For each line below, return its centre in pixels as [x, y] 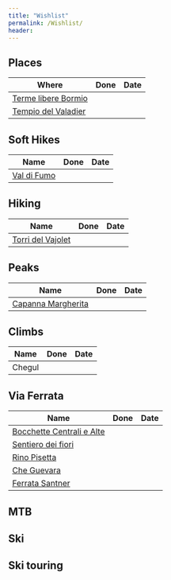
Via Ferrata [36, 396]
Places [25, 62]
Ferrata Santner [41, 484]
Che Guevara [37, 470]
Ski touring [36, 566]
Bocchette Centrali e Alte [59, 432]
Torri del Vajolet [42, 239]
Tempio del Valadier [49, 111]
